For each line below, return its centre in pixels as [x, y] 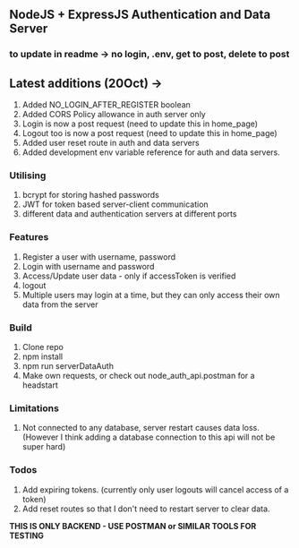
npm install [43, 356]
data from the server [60, 304]
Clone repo [43, 347]
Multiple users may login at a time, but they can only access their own [151, 295]
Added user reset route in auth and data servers [111, 143]
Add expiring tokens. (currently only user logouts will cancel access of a [155, 489]
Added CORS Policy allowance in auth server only [114, 115]
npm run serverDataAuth [68, 366]
